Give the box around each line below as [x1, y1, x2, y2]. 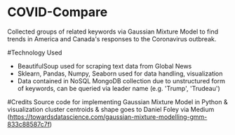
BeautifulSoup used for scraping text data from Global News [17, 62, 192, 70]
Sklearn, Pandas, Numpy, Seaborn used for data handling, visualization [17, 69, 223, 78]
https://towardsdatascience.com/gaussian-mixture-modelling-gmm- [9, 113, 208, 121]
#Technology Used [7, 48, 62, 57]
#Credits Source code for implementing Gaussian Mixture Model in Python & [7, 97, 228, 106]
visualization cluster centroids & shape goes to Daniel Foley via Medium [7, 105, 215, 113]
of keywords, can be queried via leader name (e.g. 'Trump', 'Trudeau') [17, 84, 221, 92]
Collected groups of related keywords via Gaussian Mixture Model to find [7, 27, 219, 36]
